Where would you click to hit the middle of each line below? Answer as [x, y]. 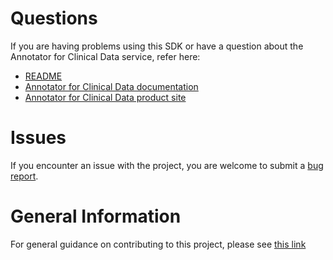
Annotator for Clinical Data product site [105, 97]
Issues [38, 138]
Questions [54, 18]
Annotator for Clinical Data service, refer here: [105, 56]
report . [24, 176]
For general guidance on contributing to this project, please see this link [158, 244]
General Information [96, 216]
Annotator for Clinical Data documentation [111, 86]
